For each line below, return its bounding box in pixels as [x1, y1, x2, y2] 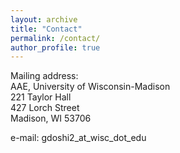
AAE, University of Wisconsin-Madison [10, 81, 171, 93]
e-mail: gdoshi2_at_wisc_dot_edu [10, 132, 147, 144]
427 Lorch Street [10, 102, 80, 114]
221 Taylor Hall [10, 91, 72, 103]
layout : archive [10, 14, 78, 25]
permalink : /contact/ [10, 33, 101, 43]
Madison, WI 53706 [10, 112, 92, 125]
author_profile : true [10, 42, 101, 53]
